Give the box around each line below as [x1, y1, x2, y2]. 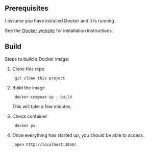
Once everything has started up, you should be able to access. [12, 132, 144, 138]
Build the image [12, 84, 45, 91]
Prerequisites [5, 4, 48, 13]
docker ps [14, 123, 36, 128]
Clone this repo [12, 66, 44, 72]
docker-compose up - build [14, 94, 72, 99]
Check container [12, 113, 47, 119]
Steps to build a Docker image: [5, 56, 69, 62]
